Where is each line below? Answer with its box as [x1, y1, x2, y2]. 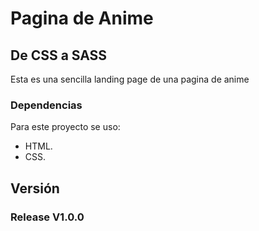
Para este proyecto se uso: [10, 121, 121, 133]
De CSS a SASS [10, 47, 108, 64]
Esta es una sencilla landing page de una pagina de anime [10, 73, 250, 85]
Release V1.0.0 [10, 210, 85, 224]
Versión [10, 180, 60, 197]
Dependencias [10, 98, 83, 112]
